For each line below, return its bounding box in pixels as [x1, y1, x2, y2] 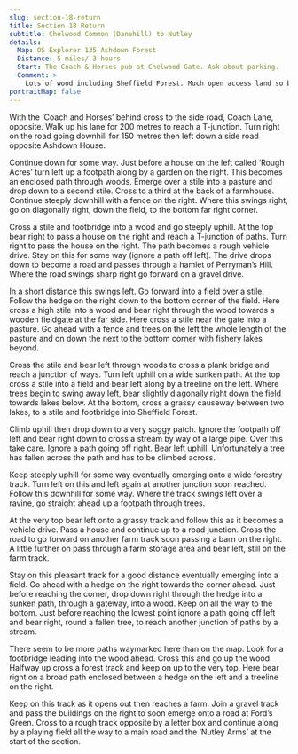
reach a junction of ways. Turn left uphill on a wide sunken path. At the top [9, 369, 281, 380]
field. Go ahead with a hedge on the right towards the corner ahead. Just [9, 578, 276, 590]
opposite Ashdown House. [9, 139, 106, 151]
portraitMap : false [9, 87, 82, 96]
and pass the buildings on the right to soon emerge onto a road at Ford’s [9, 707, 273, 719]
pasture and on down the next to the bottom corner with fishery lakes [9, 333, 263, 343]
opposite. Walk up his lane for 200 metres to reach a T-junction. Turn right [9, 121, 280, 131]
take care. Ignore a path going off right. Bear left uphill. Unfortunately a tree [9, 443, 286, 453]
